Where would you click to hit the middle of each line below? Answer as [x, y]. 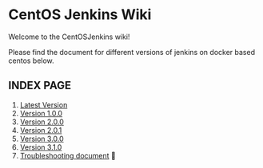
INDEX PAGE [40, 86]
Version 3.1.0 [41, 147]
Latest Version [44, 104]
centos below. [31, 61]
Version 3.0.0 [42, 139]
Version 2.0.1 [41, 130]
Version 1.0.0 [41, 113]
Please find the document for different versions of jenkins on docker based [132, 52]
